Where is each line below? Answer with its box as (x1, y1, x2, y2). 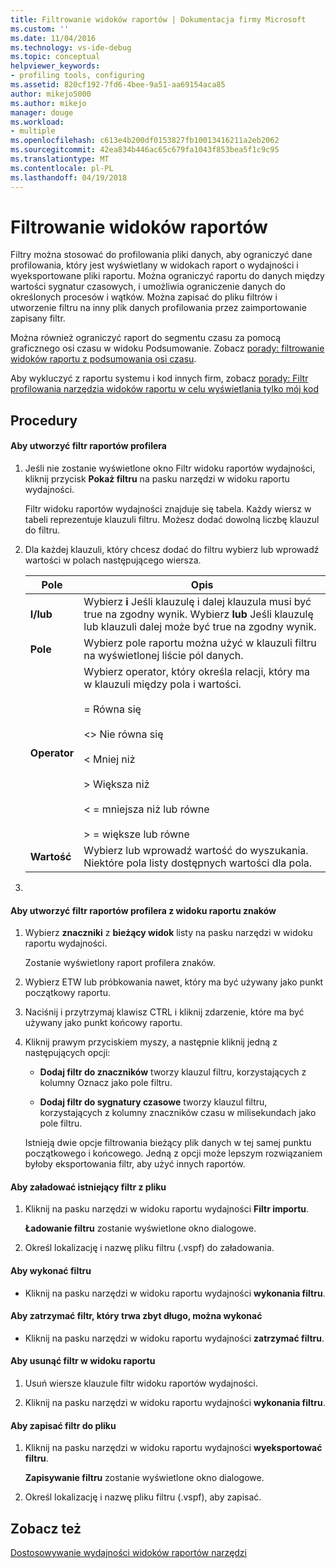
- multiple (10, 126, 56, 136)
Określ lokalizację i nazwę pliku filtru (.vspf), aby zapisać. (24, 1491, 262, 1503)
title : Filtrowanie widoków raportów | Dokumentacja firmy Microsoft (10, 14, 307, 25)
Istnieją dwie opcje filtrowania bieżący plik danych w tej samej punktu (24, 1137, 312, 1149)
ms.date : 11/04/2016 (10, 33, 97, 43)
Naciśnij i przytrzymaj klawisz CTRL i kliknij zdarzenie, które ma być (24, 1006, 305, 1018)
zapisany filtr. (10, 312, 66, 325)
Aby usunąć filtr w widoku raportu (10, 1355, 156, 1367)
